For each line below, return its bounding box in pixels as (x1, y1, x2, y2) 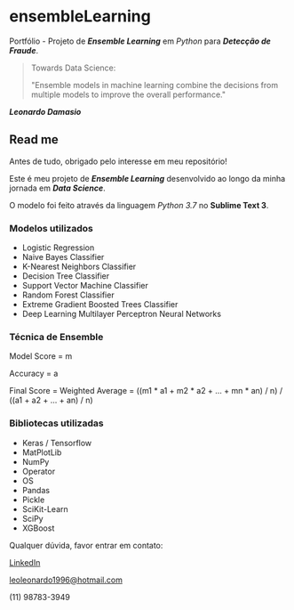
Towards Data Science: (30, 62, 116, 73)
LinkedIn (9, 557, 41, 567)
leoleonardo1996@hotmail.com (9, 574, 123, 585)
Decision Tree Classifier (21, 271, 110, 281)
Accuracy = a (9, 368, 59, 379)
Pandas (21, 484, 51, 495)
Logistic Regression (21, 242, 95, 253)
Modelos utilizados (9, 222, 93, 234)
